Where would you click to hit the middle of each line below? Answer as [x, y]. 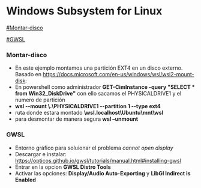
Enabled [25, 180]
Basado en [28, 74]
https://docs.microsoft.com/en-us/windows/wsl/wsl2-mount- [118, 74]
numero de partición [40, 100]
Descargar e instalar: [41, 154]
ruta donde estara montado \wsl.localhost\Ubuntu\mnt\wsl [89, 113]
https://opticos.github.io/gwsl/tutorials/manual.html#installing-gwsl [98, 160]
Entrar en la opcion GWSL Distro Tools [63, 167]
